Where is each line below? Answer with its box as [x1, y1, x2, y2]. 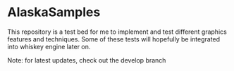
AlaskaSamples [7, 4, 101, 20]
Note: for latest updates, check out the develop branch [7, 56, 166, 64]
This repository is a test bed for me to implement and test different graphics [7, 27, 227, 36]
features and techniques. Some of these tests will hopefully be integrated [7, 34, 221, 43]
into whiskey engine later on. [7, 42, 91, 51]
